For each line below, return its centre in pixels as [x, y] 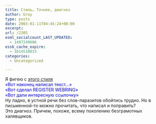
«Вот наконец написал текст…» [38, 85]
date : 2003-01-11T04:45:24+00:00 [40, 24]
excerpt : [14, 28]
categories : [17, 56]
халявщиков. [19, 116]
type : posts [17, 19]
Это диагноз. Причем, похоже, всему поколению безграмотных [74, 111]
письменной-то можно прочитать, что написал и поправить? [70, 106]
